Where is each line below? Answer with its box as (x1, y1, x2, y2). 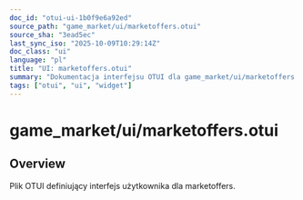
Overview (9, 156, 66, 172)
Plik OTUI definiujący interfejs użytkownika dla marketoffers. (9, 180, 237, 191)
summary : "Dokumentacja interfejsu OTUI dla (9, 73, 181, 82)
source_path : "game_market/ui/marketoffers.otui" (9, 22, 202, 31)
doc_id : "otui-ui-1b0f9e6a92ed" (9, 13, 132, 23)
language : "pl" (9, 55, 67, 65)
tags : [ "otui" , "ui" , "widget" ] (9, 81, 132, 90)
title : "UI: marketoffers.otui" (9, 65, 132, 74)
